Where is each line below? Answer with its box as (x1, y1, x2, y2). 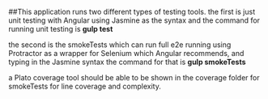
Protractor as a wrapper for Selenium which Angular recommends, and (8, 49, 245, 58)
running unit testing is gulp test (8, 24, 113, 33)
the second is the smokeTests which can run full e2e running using (8, 40, 232, 49)
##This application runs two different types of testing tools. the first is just (8, 7, 256, 16)
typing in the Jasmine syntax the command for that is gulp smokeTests (8, 57, 246, 67)
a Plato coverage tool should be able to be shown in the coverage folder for (8, 73, 260, 82)
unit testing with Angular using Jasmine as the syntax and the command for (8, 15, 261, 25)
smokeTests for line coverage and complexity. (8, 81, 162, 91)
